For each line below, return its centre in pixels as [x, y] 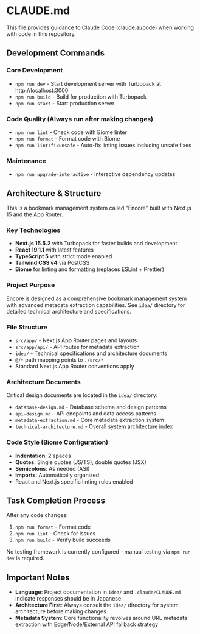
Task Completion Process [56, 500]
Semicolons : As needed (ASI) [52, 468]
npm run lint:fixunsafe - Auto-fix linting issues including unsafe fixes [103, 145]
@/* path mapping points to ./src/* [59, 359]
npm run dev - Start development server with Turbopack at [88, 83]
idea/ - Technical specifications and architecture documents [91, 353]
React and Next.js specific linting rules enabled [74, 481]
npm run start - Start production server [65, 103]
